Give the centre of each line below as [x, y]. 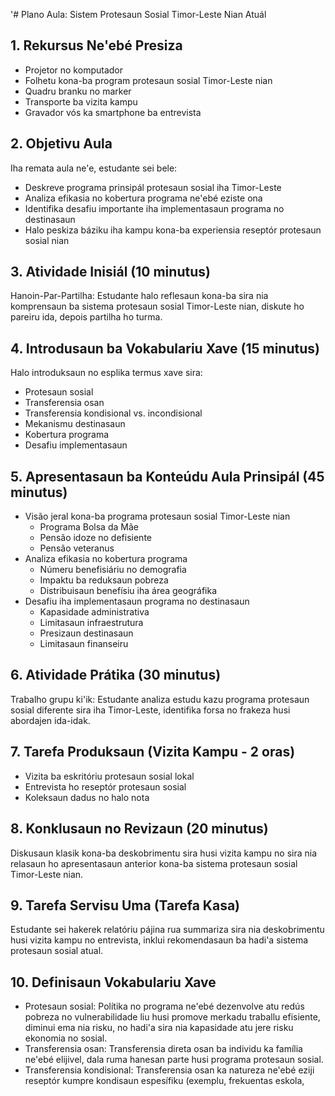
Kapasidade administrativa [94, 612]
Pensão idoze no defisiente [95, 538]
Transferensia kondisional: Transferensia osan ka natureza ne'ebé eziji [169, 1070]
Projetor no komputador [73, 70]
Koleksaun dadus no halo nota [87, 797]
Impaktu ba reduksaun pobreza [104, 580]
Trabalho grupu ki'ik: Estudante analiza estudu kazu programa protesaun [160, 699]
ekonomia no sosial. [66, 1038]
